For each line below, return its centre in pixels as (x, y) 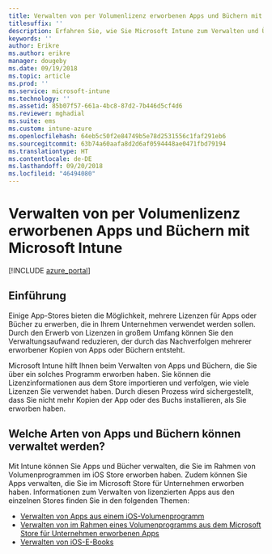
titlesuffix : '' (36, 23)
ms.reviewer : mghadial (47, 114)
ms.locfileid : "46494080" (52, 174)
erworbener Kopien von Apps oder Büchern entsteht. (97, 349)
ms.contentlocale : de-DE (50, 159)
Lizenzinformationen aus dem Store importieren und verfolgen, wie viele (129, 383)
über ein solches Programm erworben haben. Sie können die (110, 374)
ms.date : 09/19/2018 (43, 69)
